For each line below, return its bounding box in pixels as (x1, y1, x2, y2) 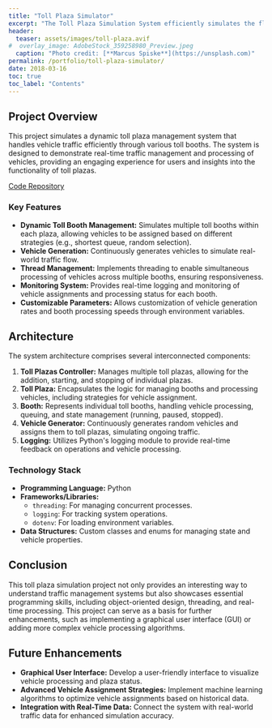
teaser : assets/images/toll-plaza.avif (15, 34, 151, 43)
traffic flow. (40, 255, 79, 264)
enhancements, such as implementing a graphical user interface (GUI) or (8, 614, 252, 624)
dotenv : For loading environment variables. (32, 517, 174, 527)
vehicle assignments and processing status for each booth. (19, 289, 218, 298)
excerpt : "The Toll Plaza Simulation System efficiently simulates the (8, 19, 255, 28)
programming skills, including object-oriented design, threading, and (8, 597, 237, 606)
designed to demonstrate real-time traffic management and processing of (8, 148, 254, 158)
